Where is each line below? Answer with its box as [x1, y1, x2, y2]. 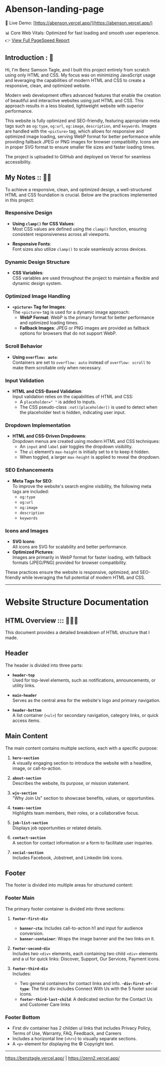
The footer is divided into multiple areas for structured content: [5, 882, 133, 888]
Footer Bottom [5, 1014, 41, 1021]
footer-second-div [12, 946, 50, 951]
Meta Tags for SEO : [12, 478, 53, 484]
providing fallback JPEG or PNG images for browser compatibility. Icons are [5, 139, 159, 144]
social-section [12, 850, 44, 855]
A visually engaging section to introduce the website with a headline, [12, 760, 152, 766]
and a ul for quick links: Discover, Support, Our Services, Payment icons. [12, 956, 160, 962]
